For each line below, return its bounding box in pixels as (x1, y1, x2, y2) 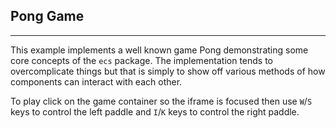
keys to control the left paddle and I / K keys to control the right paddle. (10, 105, 300, 118)
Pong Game (10, 8, 85, 25)
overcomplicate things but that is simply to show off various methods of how (10, 65, 326, 77)
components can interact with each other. (10, 75, 183, 88)
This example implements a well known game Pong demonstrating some (10, 44, 309, 56)
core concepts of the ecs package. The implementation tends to (10, 54, 274, 66)
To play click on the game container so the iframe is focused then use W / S (10, 95, 313, 107)
